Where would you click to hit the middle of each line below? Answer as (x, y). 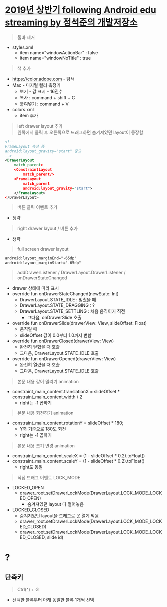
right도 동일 (31, 467)
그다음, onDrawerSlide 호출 (54, 318)
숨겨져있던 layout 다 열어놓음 (55, 504)
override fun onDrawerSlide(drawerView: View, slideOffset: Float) (80, 323)
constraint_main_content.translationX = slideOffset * (66, 392)
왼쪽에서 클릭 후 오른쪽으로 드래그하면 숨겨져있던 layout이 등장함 (80, 132)
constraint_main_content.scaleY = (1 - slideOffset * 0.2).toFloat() (78, 461)
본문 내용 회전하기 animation (45, 413)
